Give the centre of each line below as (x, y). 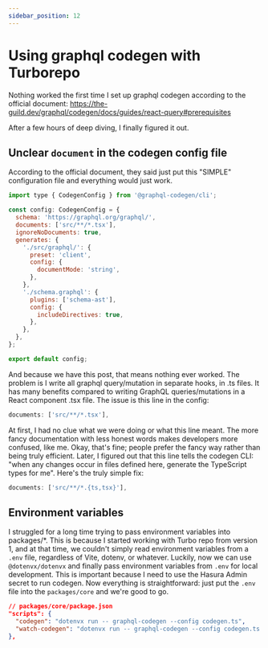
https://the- (89, 103)
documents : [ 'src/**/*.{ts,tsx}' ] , (68, 487)
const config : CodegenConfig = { (64, 210)
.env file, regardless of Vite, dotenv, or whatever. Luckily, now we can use (130, 558)
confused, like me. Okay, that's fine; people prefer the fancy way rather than (134, 447)
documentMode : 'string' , (79, 270)
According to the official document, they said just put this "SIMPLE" (120, 172)
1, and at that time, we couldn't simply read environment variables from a (128, 549)
